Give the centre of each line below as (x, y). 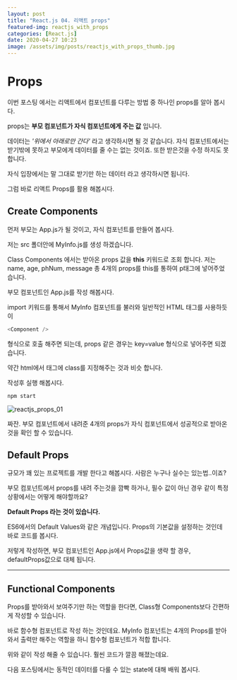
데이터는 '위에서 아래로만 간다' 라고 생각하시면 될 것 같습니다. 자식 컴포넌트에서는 (118, 141)
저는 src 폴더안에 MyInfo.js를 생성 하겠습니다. (71, 244)
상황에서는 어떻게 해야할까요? (48, 497)
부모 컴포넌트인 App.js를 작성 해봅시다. (61, 292)
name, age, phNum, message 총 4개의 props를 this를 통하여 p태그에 (104, 268)
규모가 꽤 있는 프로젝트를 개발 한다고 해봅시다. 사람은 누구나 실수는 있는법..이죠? (117, 473)
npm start (22, 396)
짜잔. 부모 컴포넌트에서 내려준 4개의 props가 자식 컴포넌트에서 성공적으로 (108, 423)
